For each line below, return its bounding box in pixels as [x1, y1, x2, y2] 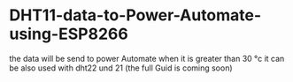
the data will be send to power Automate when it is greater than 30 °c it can [9, 53, 285, 63]
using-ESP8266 [9, 24, 128, 44]
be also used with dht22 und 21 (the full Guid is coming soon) [9, 63, 233, 73]
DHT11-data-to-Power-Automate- [9, 5, 262, 26]
